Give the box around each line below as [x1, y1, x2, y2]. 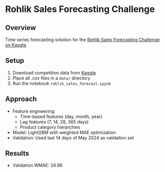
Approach [5, 95, 37, 103]
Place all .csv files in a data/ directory [12, 75, 90, 81]
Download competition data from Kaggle [12, 69, 96, 75]
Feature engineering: [12, 108, 56, 114]
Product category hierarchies [19, 124, 80, 130]
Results [5, 149, 29, 158]
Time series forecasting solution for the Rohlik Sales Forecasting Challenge [5, 36, 160, 42]
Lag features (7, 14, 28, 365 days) [19, 118, 89, 124]
